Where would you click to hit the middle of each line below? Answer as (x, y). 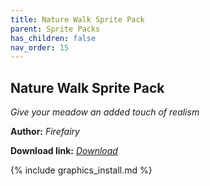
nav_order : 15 (40, 47)
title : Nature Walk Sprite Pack (77, 19)
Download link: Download (64, 151)
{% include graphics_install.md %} (81, 170)
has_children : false (53, 38)
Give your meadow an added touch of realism (105, 112)
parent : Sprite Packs (55, 29)
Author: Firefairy (45, 132)
